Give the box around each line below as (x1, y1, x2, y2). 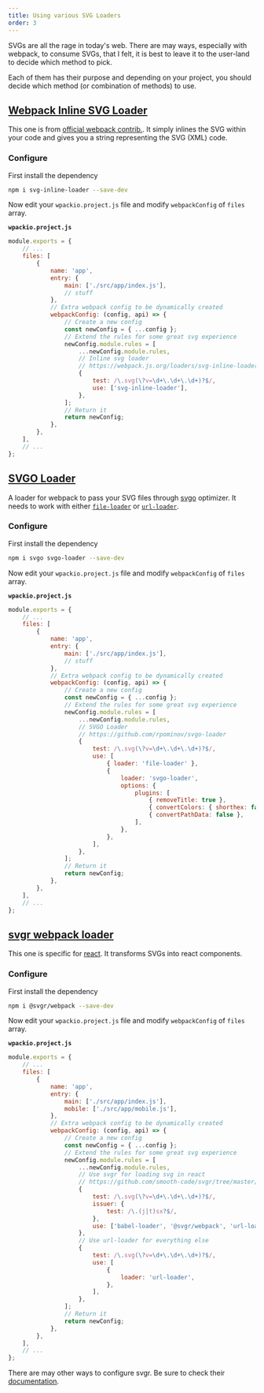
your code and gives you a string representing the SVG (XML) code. (8, 133, 228, 143)
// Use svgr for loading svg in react (78, 1171, 206, 1179)
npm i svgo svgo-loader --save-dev (8, 553, 125, 562)
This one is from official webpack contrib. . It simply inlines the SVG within (8, 125, 246, 134)
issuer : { (92, 1200, 125, 1208)
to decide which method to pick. (8, 57, 112, 67)
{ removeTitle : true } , (148, 796, 226, 804)
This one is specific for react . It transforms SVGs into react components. (8, 949, 243, 959)
